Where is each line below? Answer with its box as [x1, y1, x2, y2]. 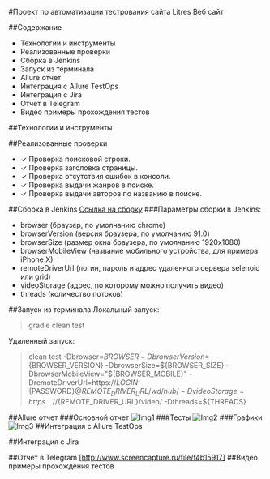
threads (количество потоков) [19, 289, 124, 298]
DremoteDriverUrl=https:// [28, 378, 117, 387]
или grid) [19, 272, 51, 281]
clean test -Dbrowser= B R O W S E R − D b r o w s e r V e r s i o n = [28, 352, 210, 361]
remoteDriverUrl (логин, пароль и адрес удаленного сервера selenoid [19, 263, 261, 272]
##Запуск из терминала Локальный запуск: [8, 305, 160, 314]
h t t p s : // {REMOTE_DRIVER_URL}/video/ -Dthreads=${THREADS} [28, 396, 247, 406]
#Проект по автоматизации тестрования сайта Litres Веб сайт [8, 7, 225, 16]
